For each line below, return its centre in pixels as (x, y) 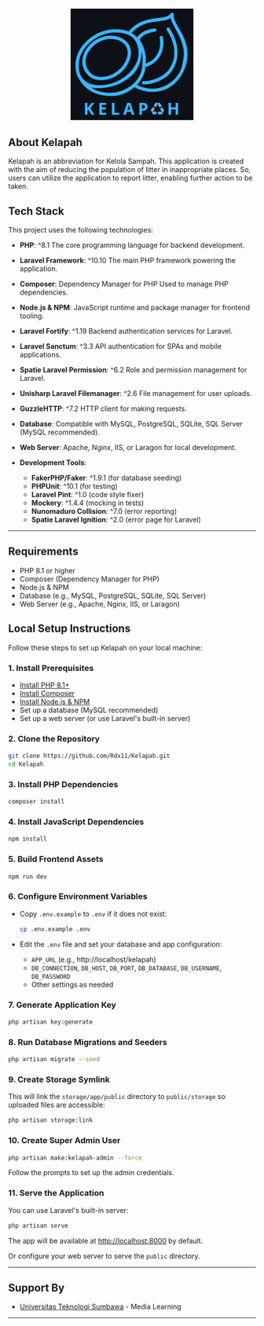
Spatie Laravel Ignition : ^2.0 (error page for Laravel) (116, 520)
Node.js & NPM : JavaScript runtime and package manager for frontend (135, 308)
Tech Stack (36, 211)
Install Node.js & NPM (55, 701)
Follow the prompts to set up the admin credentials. (91, 1173)
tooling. (32, 316)
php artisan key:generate (50, 1022)
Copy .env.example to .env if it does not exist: (93, 914)
